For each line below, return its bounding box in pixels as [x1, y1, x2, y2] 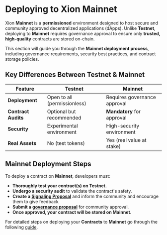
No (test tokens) [47, 139, 85, 146]
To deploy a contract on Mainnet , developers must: [5, 173, 110, 179]
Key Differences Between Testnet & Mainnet [5, 71, 145, 79]
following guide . [5, 224, 38, 230]
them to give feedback [12, 198, 59, 205]
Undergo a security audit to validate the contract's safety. [12, 188, 132, 194]
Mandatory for [106, 108, 141, 115]
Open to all [47, 94, 73, 101]
